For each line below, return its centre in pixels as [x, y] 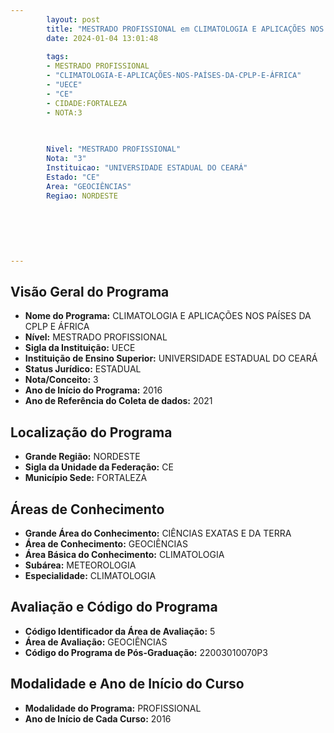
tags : [58, 57]
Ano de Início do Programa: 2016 [93, 390]
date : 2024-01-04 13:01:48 [102, 38]
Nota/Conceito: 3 [61, 380]
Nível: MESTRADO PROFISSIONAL [96, 337]
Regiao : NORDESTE [82, 196]
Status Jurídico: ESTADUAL [83, 369]
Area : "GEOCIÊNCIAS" [89, 186]
